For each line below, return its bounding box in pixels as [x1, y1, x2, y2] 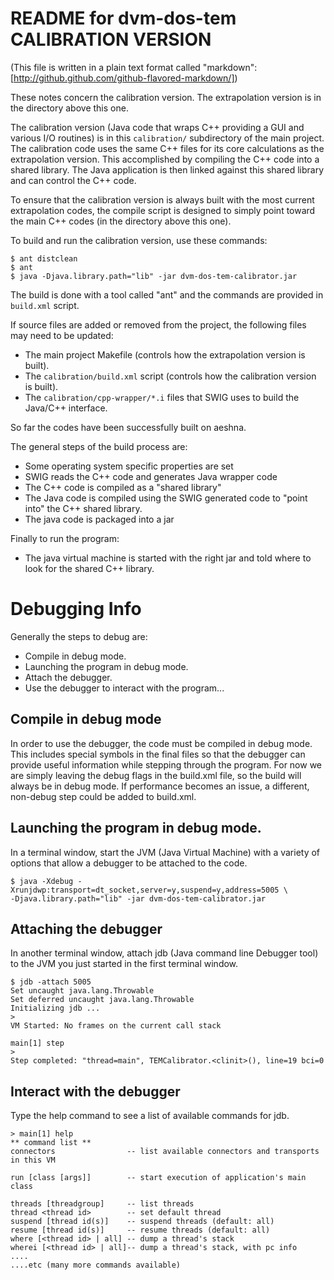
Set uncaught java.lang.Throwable [10, 986, 155, 996]
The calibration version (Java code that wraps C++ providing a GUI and [10, 121, 305, 133]
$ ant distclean [10, 253, 78, 264]
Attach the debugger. [24, 671, 113, 683]
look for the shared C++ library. [24, 562, 155, 574]
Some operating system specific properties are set [24, 460, 234, 472]
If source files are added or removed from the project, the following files [10, 318, 307, 331]
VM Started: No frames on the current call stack [10, 1021, 222, 1031]
